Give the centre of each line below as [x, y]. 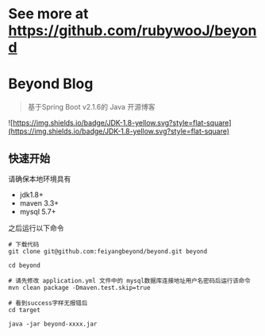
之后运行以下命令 [36, 228]
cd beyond [25, 265]
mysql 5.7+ [38, 211]
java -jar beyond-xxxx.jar [53, 324]
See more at [48, 14]
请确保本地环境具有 [40, 179]
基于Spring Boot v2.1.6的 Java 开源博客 [91, 107]
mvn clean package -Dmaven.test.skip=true [79, 288]
